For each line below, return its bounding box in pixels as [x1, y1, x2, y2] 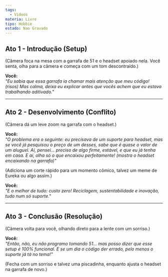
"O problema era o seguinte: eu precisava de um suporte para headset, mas [5, 136, 163, 142]
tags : [5, 7, 16, 13]
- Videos [9, 12, 28, 17]
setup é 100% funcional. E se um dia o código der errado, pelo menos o [5, 246, 153, 252]
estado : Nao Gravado [5, 26, 48, 31]
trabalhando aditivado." [5, 89, 54, 95]
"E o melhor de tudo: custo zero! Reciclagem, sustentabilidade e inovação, [5, 187, 159, 193]
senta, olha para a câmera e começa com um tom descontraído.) [5, 63, 139, 69]
